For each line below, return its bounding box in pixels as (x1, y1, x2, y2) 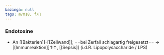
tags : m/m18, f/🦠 (5, 12, 41, 17)
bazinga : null (5, 7, 35, 12)
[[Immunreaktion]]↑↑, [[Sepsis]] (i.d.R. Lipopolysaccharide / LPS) (12, 44, 148, 50)
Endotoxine (5, 28, 33, 35)
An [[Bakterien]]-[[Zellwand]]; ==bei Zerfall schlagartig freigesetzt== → (12, 39, 160, 45)
